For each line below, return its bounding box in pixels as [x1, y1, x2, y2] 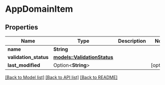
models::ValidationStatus [53, 54, 114, 60]
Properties [5, 23, 38, 31]
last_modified [7, 62, 40, 68]
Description [118, 38, 146, 44]
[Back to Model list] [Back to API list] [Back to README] [5, 75, 118, 80]
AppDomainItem [5, 3, 73, 15]
